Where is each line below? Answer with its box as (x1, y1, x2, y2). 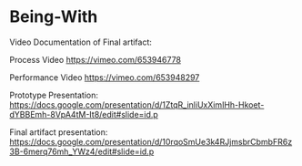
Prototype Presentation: (9, 89, 98, 100)
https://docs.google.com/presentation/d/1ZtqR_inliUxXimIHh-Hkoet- (9, 99, 265, 110)
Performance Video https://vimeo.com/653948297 (9, 71, 200, 83)
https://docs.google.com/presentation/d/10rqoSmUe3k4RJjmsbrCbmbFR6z (9, 136, 293, 147)
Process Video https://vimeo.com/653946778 (9, 54, 182, 65)
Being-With (9, 6, 98, 27)
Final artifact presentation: (9, 126, 108, 138)
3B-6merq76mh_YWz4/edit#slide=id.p (9, 146, 155, 157)
